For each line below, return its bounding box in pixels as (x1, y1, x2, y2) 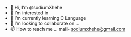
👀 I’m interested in (10, 10, 49, 16)
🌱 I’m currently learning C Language (10, 15, 86, 21)
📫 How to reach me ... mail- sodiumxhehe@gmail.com (10, 26, 126, 32)
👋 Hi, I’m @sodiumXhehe (10, 5, 63, 10)
